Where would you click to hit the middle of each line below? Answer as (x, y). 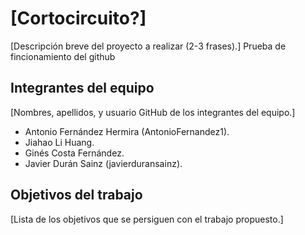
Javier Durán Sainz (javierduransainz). (103, 163)
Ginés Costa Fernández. (74, 153)
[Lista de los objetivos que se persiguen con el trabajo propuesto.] (147, 219)
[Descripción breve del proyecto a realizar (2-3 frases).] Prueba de (148, 46)
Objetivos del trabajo (76, 195)
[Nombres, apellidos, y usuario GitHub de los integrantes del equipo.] (153, 112)
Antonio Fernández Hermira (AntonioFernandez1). (127, 131)
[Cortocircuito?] (78, 18)
